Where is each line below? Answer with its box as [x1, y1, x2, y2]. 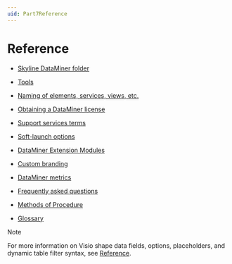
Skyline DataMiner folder [17, 64, 90, 73]
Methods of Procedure [17, 200, 83, 208]
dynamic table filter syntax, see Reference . [7, 249, 131, 257]
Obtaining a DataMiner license [17, 105, 105, 113]
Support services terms [17, 118, 86, 127]
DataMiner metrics [17, 173, 72, 182]
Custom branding [17, 159, 68, 168]
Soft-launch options [17, 132, 75, 141]
